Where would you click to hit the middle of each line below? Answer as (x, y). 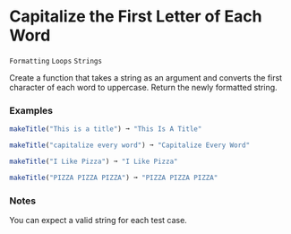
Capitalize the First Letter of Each (136, 17)
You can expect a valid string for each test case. (98, 221)
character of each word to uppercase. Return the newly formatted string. (143, 87)
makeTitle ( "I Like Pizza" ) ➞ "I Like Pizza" (94, 161)
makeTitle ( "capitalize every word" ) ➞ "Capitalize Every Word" (130, 145)
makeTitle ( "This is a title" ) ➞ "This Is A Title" (106, 129)
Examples (31, 110)
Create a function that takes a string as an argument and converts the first (146, 77)
